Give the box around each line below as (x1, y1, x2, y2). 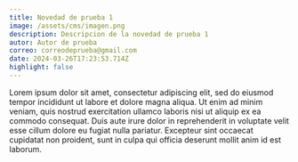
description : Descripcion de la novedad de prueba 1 (9, 29, 209, 38)
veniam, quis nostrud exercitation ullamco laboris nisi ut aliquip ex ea (9, 106, 262, 117)
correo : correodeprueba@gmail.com (9, 46, 138, 55)
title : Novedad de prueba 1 (9, 12, 114, 22)
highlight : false (9, 63, 74, 72)
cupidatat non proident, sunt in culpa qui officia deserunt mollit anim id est (9, 134, 282, 145)
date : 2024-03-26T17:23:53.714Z (9, 54, 129, 63)
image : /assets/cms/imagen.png (9, 21, 125, 30)
